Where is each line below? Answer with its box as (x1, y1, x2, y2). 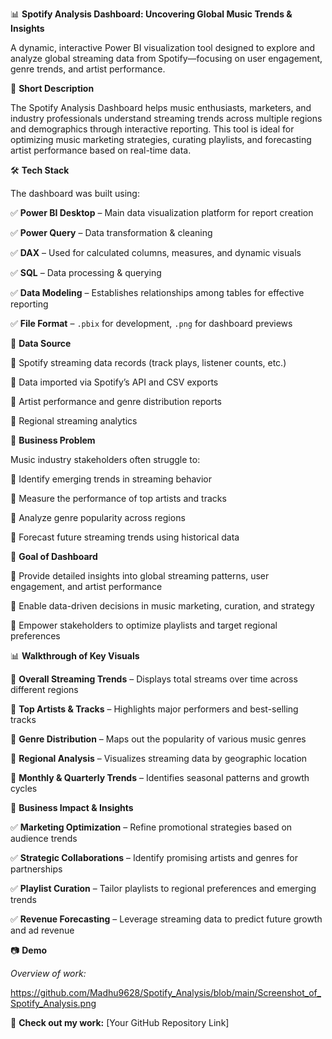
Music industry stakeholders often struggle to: (10, 454, 201, 465)
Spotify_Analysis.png (10, 998, 97, 1009)
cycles (10, 783, 38, 794)
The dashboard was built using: (10, 188, 140, 199)
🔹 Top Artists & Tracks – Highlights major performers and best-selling (10, 703, 299, 715)
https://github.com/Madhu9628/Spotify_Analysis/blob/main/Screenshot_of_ (10, 987, 322, 998)
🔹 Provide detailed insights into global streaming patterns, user (10, 570, 270, 582)
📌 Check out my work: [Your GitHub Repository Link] (10, 1017, 230, 1028)
